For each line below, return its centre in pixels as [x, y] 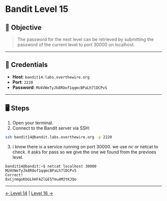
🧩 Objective [23, 28]
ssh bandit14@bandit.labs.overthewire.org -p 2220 [59, 137]
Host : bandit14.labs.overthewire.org [51, 77]
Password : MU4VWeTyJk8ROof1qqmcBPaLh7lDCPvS [60, 87]
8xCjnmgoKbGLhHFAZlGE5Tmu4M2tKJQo [41, 179]
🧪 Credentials [27, 65]
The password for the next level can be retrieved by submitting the [85, 39]
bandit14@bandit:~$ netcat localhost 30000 [51, 166]
